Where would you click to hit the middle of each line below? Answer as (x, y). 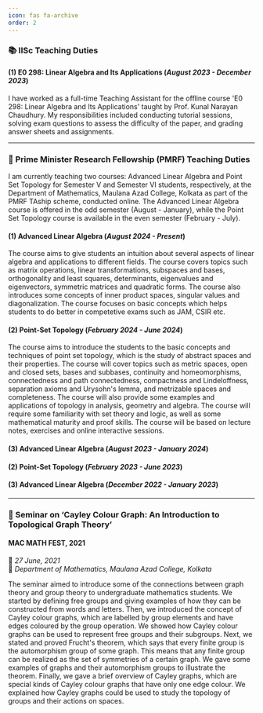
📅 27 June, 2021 (34, 560)
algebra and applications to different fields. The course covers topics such (128, 262)
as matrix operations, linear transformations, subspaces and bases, (117, 270)
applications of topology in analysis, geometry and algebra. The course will (129, 406)
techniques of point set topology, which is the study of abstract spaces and (130, 356)
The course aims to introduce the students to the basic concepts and (119, 347)
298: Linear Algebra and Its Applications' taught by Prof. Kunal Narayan (123, 106)
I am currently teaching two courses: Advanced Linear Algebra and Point (125, 176)
